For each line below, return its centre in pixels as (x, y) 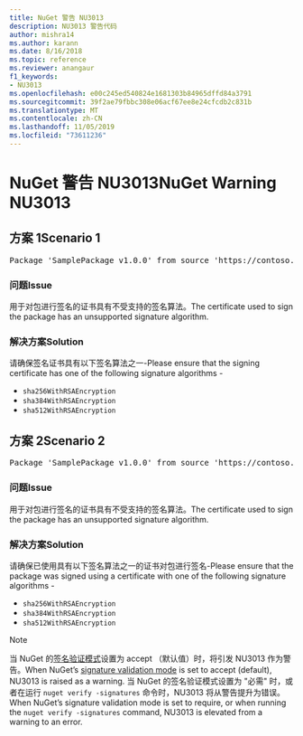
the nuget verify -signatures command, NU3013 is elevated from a (136, 712)
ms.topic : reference (48, 60)
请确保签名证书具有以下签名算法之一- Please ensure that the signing (134, 363)
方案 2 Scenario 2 (57, 441)
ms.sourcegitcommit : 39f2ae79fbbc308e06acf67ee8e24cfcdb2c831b (131, 102)
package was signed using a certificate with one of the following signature (148, 576)
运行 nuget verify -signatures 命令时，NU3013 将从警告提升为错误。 (155, 692)
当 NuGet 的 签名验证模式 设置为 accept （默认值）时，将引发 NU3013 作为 (147, 658)
